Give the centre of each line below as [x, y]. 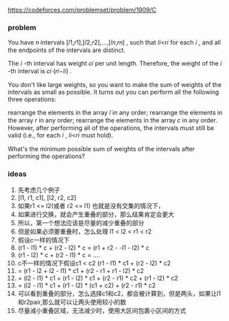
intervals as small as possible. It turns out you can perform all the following [113, 92]
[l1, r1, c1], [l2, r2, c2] [47, 197]
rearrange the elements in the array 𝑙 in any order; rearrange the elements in [115, 113]
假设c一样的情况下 [44, 240]
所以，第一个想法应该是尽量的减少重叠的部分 [81, 222]
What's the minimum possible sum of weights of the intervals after [101, 149]
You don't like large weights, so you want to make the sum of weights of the [115, 85]
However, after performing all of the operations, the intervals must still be [111, 128]
